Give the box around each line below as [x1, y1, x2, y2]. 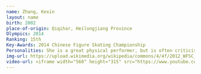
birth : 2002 [6, 20, 36, 26]
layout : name [6, 14, 39, 20]
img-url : [6, 53, 28, 59]
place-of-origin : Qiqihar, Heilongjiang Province [6, 25, 133, 32]
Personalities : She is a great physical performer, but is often [6, 48, 172, 54]
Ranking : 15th [6, 36, 42, 42]
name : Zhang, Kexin [6, 8, 55, 15]
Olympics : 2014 [6, 31, 44, 37]
